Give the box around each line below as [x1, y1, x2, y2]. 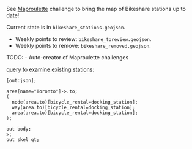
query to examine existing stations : [6, 66, 95, 73]
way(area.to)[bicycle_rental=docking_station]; [12, 104, 136, 110]
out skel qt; [6, 137, 40, 143]
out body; [6, 126, 32, 132]
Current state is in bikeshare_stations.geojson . [6, 24, 125, 31]
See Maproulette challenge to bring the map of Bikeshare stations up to [6, 6, 186, 12]
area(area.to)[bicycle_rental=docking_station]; [12, 110, 138, 116]
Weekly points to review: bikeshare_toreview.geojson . [15, 36, 152, 42]
